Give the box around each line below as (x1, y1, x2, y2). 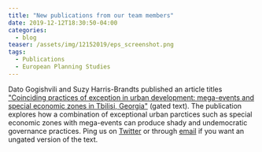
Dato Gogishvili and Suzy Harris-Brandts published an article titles (8, 84, 223, 94)
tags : (8, 48, 26, 56)
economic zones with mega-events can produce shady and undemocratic (8, 117, 248, 127)
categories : (8, 26, 47, 34)
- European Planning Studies (15, 63, 111, 71)
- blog (15, 33, 37, 42)
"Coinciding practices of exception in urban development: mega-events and (8, 92, 254, 102)
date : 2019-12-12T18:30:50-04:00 (8, 19, 118, 27)
